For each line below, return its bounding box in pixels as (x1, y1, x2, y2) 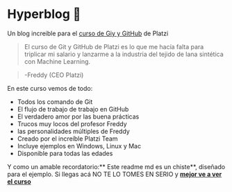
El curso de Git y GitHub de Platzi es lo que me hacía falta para (24, 42, 204, 51)
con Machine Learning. (24, 57, 91, 65)
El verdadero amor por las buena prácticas (17, 112, 140, 121)
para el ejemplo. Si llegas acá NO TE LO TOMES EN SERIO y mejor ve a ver (7, 170, 222, 178)
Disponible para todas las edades (17, 149, 113, 157)
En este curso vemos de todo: (7, 84, 93, 92)
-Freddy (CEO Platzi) (24, 71, 84, 79)
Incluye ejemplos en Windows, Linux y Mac (17, 141, 141, 150)
